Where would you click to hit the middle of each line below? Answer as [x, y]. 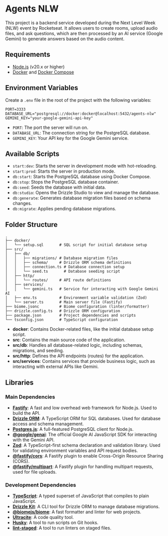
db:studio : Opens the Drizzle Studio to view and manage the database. [86, 193]
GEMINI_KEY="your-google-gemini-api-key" [49, 118]
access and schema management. [48, 424]
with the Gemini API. [33, 440]
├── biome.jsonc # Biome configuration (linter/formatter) [77, 307]
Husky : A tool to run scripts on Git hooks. [55, 523]
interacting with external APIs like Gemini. [56, 367]
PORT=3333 [16, 109]
